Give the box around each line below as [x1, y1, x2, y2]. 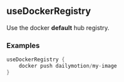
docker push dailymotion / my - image [18, 62, 117, 69]
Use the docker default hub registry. [6, 23, 110, 31]
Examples [6, 40, 40, 50]
